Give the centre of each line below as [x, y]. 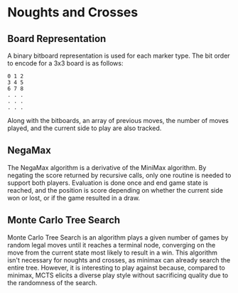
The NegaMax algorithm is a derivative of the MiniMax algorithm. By [107, 167]
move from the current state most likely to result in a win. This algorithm [113, 252]
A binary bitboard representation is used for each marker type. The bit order [119, 55]
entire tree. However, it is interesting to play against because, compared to [116, 267]
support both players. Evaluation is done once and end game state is [108, 183]
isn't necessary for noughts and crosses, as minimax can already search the [119, 260]
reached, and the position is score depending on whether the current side [115, 190]
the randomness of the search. [53, 282]
